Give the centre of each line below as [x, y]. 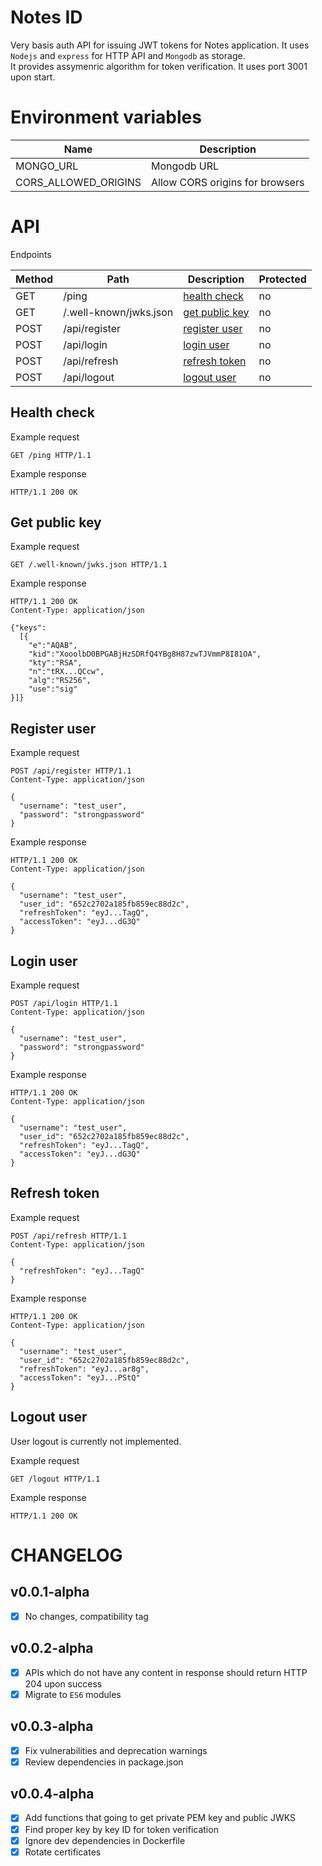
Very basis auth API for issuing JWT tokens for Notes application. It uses [160, 45]
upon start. [33, 77]
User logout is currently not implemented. [96, 1441]
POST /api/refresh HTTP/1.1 [69, 1236]
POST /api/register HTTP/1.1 [71, 771]
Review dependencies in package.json [104, 1762]
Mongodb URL [185, 166]
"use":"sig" [53, 689]
